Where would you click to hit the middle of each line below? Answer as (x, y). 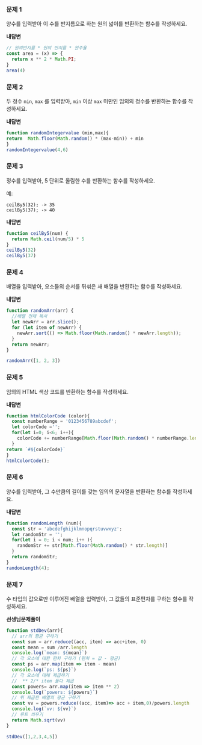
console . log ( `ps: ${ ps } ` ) (44, 670)
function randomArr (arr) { (40, 311)
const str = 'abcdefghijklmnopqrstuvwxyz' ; (67, 529)
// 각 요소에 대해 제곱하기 (40, 675)
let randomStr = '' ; (37, 534)
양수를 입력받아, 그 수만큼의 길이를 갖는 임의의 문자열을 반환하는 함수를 (89, 491)
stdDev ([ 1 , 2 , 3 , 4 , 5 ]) (32, 737)
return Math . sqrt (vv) (39, 720)
